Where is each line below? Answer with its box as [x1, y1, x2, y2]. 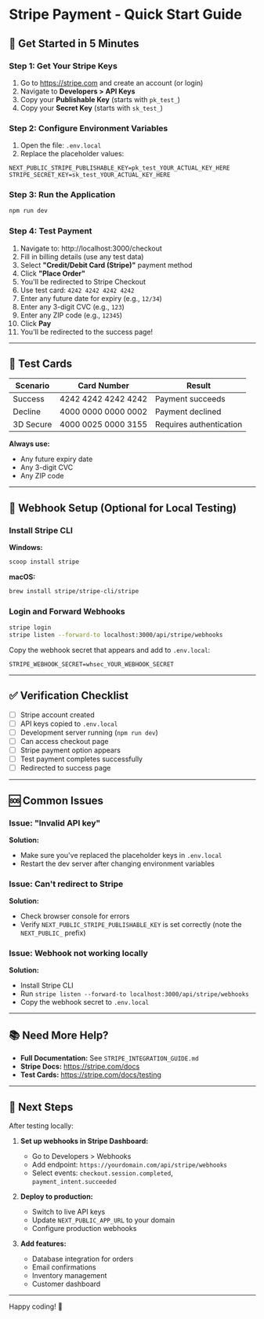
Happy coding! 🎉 [9, 1302, 63, 1311]
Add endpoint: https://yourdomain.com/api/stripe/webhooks [31, 1160, 228, 1170]
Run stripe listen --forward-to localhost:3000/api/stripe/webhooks [20, 989, 249, 998]
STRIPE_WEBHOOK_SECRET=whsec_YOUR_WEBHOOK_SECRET [9, 660, 175, 669]
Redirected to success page [20, 764, 111, 773]
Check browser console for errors [20, 911, 130, 921]
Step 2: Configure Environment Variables [9, 123, 168, 134]
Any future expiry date [20, 454, 93, 464]
